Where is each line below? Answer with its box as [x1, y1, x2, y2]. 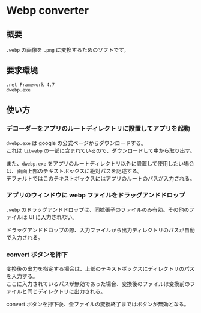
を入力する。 [6, 273, 38, 280]
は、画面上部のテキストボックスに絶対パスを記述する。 [6, 167, 143, 175]
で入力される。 [6, 234, 43, 241]
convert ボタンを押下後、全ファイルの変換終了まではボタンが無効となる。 [6, 300, 190, 308]
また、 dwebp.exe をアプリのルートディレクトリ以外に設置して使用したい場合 [6, 160, 194, 167]
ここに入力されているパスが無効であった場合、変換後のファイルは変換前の [6, 280, 190, 288]
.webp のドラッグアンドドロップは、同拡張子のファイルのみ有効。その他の [6, 206, 190, 213]
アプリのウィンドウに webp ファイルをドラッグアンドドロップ [6, 191, 185, 199]
